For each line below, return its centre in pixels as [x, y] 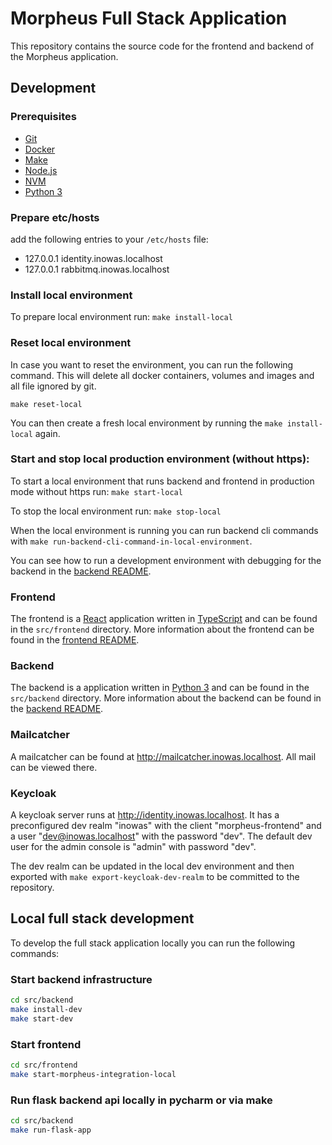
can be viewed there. [54, 767]
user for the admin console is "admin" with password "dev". [133, 846]
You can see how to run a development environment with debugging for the [166, 560]
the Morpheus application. [64, 56]
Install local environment [71, 295]
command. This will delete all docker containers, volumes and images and [162, 375]
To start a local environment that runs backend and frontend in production [162, 481]
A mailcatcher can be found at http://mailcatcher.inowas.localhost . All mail [163, 756]
